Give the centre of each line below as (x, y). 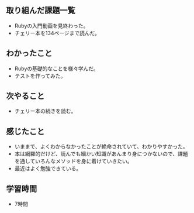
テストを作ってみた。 (40, 75)
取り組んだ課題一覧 (41, 11)
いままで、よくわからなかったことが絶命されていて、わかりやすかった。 (101, 147)
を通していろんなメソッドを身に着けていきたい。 (73, 161)
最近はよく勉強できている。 (48, 169)
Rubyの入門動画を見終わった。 (51, 26)
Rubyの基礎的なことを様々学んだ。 (56, 68)
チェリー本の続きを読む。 (45, 111)
